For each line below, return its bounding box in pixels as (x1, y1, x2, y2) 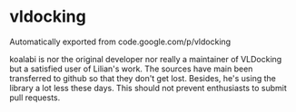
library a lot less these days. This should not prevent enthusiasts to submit (9, 82, 288, 93)
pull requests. (9, 92, 61, 103)
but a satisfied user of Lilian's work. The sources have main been (9, 63, 253, 74)
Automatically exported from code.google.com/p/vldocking (9, 36, 232, 47)
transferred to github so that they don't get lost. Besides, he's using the (9, 72, 277, 83)
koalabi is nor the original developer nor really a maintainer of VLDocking (9, 53, 282, 64)
